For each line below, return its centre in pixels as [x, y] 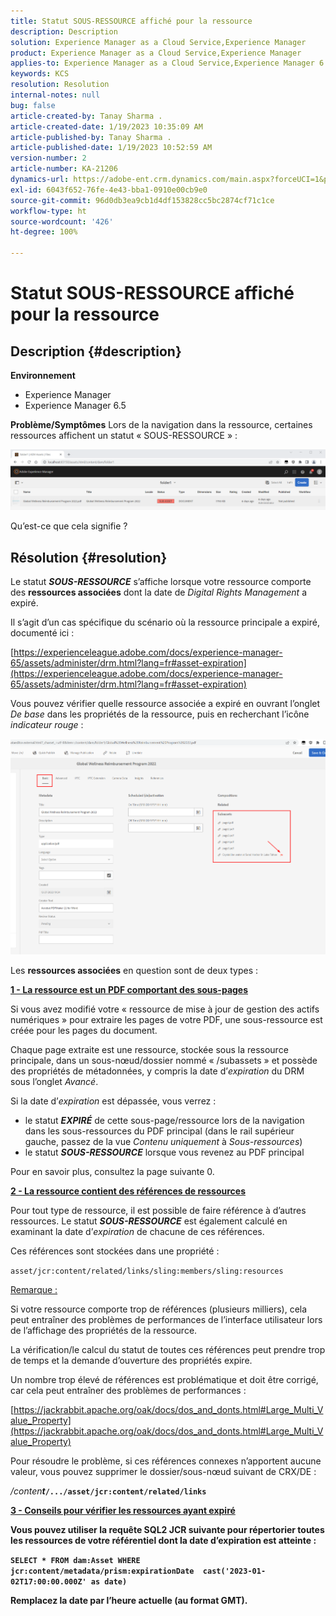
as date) [109, 1582]
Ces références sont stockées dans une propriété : [115, 1251]
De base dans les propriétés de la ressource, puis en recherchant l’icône [160, 714]
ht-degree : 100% [44, 232]
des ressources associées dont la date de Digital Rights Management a [158, 592]
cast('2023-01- [234, 1571]
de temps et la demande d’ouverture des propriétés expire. [131, 1361]
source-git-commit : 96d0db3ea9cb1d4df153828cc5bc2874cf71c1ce [142, 200]
